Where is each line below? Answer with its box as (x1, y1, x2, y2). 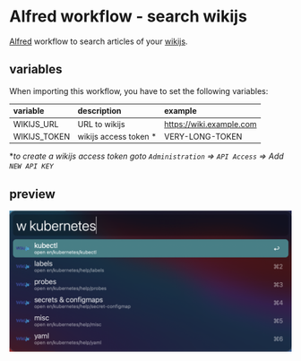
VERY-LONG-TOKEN (164, 131, 243, 142)
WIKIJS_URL (13, 118, 59, 129)
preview (9, 186, 56, 202)
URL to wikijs (77, 118, 125, 129)
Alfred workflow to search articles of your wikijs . (9, 36, 188, 47)
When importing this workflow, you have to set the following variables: (9, 85, 269, 96)
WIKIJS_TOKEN (13, 131, 70, 142)
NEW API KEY (9, 162, 54, 171)
